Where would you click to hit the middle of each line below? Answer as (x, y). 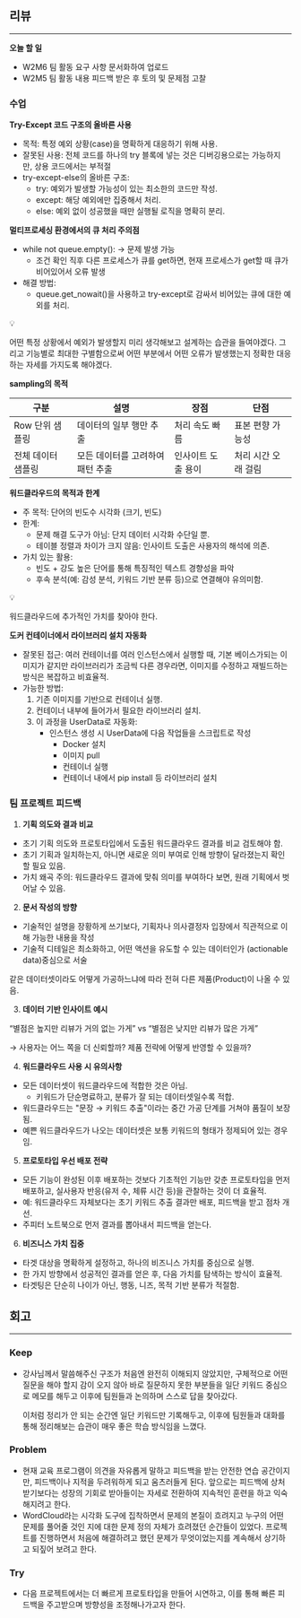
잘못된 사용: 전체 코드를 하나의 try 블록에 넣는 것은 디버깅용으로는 (136, 155)
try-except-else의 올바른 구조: (76, 178)
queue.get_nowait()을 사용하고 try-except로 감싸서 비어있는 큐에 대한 (159, 294)
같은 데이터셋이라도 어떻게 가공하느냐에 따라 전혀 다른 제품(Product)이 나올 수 (145, 979)
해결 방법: (39, 283)
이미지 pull (81, 755)
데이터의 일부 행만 (112, 426)
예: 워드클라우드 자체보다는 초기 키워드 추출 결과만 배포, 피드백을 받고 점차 (151, 1202)
